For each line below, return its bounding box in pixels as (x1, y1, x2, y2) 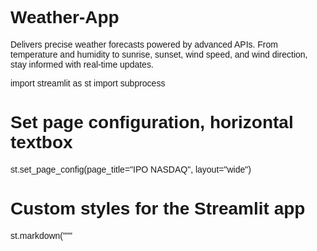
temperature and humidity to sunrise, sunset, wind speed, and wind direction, (10, 48, 308, 60)
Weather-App (10, 7, 120, 28)
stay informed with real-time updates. (10, 58, 154, 70)
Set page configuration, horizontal (10, 112, 294, 133)
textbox (10, 132, 73, 153)
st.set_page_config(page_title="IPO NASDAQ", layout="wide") (10, 163, 252, 175)
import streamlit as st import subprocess (10, 77, 166, 89)
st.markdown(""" (10, 230, 73, 241)
